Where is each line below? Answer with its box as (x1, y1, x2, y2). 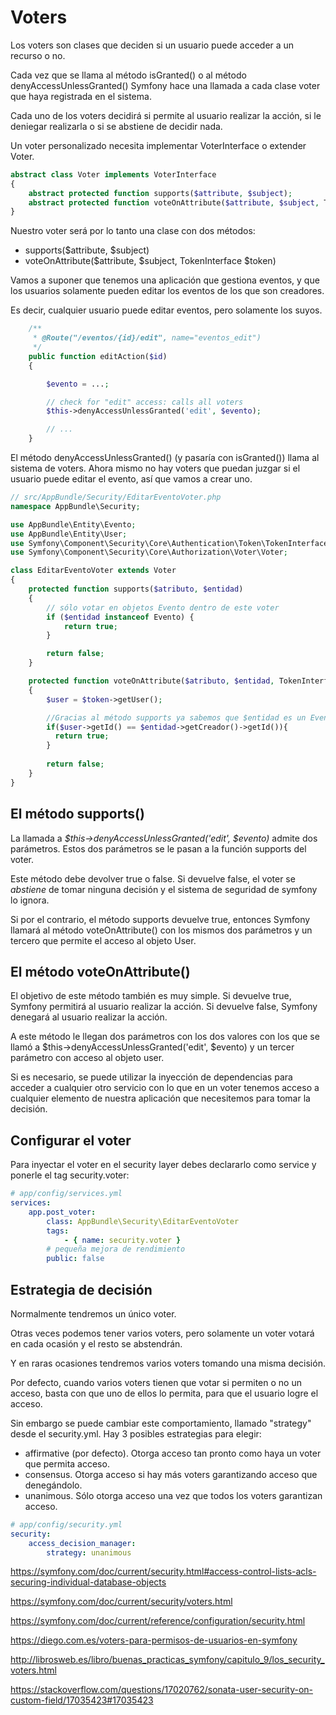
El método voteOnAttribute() (10, 963, 191, 980)
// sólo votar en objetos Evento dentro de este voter (46, 602, 280, 613)
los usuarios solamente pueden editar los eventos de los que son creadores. (10, 285, 325, 297)
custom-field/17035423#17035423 (10, 1694, 154, 1706)
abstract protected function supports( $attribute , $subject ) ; (28, 188, 293, 198)
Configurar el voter (10, 1132, 132, 1149)
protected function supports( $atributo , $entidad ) (28, 584, 244, 595)
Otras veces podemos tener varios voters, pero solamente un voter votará (10, 1327, 315, 1339)
